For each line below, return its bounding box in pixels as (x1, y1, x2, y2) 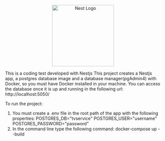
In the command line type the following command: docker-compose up (12, 126, 157, 132)
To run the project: (5, 101, 43, 107)
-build (12, 131, 25, 137)
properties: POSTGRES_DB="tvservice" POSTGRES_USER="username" (12, 115, 157, 121)
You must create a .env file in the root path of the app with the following (12, 111, 159, 116)
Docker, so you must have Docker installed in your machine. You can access (5, 81, 161, 86)
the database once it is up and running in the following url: (5, 86, 124, 92)
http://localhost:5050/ (5, 91, 50, 97)
